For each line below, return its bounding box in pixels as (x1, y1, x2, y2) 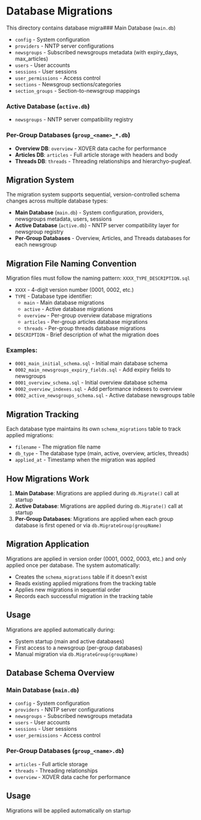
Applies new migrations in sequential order (14, 586, 121, 593)
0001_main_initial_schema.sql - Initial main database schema (14, 360, 168, 367)
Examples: (6, 346, 38, 355)
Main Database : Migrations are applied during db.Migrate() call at (14, 490, 179, 497)
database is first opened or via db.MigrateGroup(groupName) (14, 522, 162, 529)
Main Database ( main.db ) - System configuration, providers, (14, 209, 164, 216)
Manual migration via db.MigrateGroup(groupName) (14, 650, 139, 658)
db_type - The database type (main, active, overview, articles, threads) (14, 450, 189, 457)
